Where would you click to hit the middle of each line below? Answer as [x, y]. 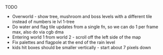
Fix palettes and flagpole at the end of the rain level [63, 42]
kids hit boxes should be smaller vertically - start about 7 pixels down [81, 47]
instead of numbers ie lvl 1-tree [43, 22]
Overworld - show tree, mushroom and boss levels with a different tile [82, 16]
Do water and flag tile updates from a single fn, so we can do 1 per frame [85, 27]
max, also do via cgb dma [38, 32]
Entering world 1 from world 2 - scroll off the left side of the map [76, 37]
